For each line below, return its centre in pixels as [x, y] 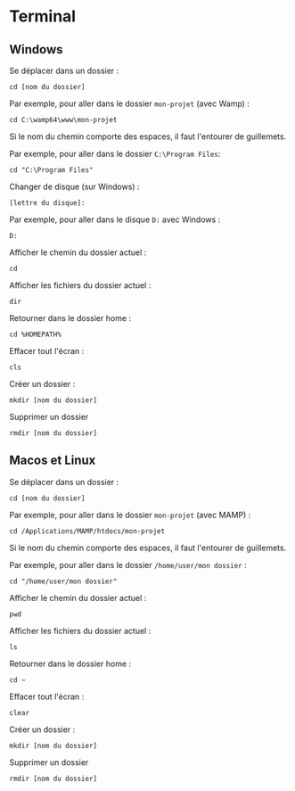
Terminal [43, 16]
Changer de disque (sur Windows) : [74, 186]
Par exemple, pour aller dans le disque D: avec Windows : [115, 219]
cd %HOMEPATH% [36, 334]
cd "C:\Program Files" [51, 170]
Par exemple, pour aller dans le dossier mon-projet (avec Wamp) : [129, 103]
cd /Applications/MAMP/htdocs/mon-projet [87, 531]
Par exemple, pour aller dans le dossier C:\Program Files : [115, 154]
